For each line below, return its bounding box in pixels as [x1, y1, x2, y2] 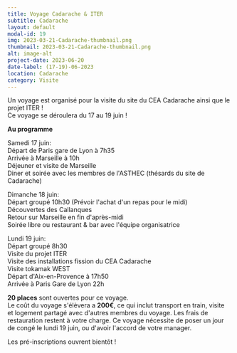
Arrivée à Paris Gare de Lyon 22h [7, 280, 105, 288]
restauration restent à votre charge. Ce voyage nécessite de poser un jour [7, 316, 224, 325]
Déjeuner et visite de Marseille [7, 162, 97, 170]
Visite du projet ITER [7, 250, 68, 258]
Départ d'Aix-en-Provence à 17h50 [7, 272, 109, 281]
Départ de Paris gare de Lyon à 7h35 [7, 147, 115, 155]
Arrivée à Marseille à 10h [7, 154, 80, 162]
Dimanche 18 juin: [7, 190, 59, 199]
